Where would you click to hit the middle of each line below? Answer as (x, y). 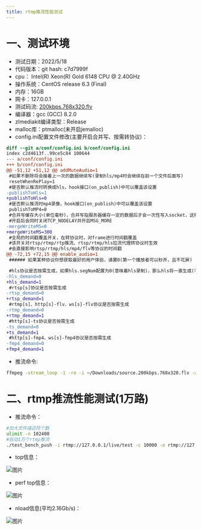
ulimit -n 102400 (28, 434)
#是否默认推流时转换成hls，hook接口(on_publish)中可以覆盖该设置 (83, 187)
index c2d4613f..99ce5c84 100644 (48, 154)
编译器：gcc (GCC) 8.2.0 (46, 114)
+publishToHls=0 (26, 198)
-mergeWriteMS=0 (26, 226)
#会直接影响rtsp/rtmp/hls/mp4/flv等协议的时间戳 (65, 249)
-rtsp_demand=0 (25, 293)
